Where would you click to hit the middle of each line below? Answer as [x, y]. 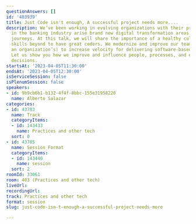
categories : [20, 104]
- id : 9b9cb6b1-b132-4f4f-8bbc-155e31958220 [61, 93]
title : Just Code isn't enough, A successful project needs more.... [92, 22]
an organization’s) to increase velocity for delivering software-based [101, 50]
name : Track [26, 115]
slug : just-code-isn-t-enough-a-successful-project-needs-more [85, 207]
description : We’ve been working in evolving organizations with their [95, 28]
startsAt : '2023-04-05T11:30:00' [47, 66]
